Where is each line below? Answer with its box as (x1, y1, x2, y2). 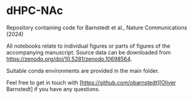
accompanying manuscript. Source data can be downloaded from (6, 48, 172, 56)
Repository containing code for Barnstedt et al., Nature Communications (6, 24, 188, 31)
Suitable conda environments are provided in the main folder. (6, 67, 160, 74)
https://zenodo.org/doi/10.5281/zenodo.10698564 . (6, 55, 132, 62)
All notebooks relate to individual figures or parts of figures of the (6, 42, 170, 50)
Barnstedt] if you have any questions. (6, 85, 100, 92)
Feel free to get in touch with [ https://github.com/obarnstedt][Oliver (6, 79, 177, 86)
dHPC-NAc (6, 4, 63, 18)
